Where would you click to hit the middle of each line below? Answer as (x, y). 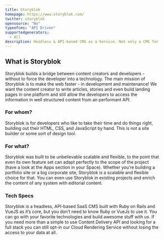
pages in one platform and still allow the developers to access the (71, 94)
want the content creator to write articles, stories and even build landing (78, 89)
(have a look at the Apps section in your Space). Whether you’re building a (80, 167)
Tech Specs (19, 196)
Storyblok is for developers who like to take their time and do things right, (79, 123)
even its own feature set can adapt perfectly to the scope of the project (77, 162)
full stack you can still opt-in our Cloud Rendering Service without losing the (82, 227)
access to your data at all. (31, 233)
